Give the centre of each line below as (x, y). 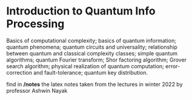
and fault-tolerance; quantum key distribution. (91, 72)
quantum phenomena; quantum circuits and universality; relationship (92, 47)
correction (19, 72)
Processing (35, 24)
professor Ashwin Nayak (37, 90)
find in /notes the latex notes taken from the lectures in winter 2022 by (94, 84)
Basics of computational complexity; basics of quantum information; (91, 40)
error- (173, 66)
